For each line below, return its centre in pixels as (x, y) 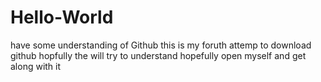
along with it (36, 66)
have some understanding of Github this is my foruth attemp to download (161, 45)
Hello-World (62, 17)
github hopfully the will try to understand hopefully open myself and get (158, 55)
